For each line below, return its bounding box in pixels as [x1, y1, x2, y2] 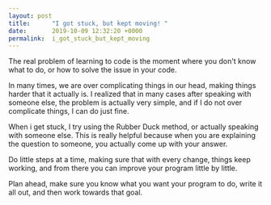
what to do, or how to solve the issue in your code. [8, 65, 177, 75]
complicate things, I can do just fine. [8, 107, 129, 116]
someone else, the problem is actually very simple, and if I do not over [8, 98, 243, 107]
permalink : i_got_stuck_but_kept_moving [8, 34, 150, 43]
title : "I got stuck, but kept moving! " [8, 19, 168, 27]
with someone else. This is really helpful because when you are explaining [8, 131, 256, 140]
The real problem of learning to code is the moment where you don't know [8, 56, 256, 66]
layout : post [8, 11, 53, 20]
